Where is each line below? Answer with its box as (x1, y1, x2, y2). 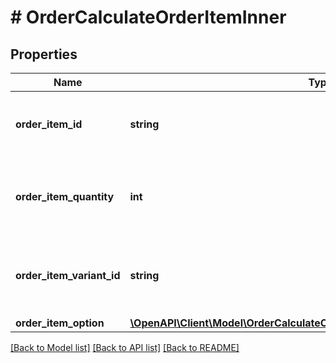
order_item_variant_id (15, 269, 121, 282)
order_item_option (15, 316, 105, 330)
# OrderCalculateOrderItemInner (10, 6, 287, 29)
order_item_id (15, 117, 83, 131)
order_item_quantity (15, 190, 115, 203)
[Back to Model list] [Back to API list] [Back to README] (10, 342, 240, 353)
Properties (10, 46, 78, 63)
